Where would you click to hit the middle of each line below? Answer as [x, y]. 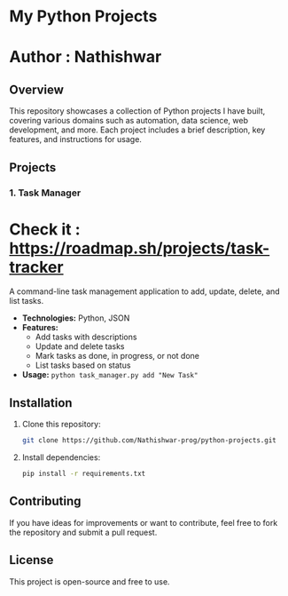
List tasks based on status [83, 365]
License [31, 560]
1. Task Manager [45, 193]
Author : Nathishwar [86, 57]
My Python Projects [83, 16]
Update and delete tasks [80, 346]
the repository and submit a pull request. [83, 532]
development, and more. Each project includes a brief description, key [137, 130]
